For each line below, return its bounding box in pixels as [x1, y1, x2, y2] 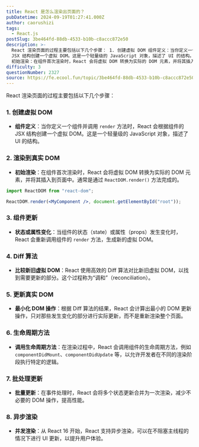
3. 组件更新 [6, 214, 38, 222]
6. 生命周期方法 [6, 329, 50, 337]
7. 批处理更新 [6, 375, 43, 383]
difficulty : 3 [6, 64, 41, 70]
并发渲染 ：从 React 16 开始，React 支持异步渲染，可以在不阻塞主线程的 [14, 427, 190, 435]
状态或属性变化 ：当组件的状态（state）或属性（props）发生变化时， [14, 228, 182, 235]
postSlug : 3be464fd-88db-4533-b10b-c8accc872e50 [6, 36, 129, 42]
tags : [6, 25, 20, 31]
